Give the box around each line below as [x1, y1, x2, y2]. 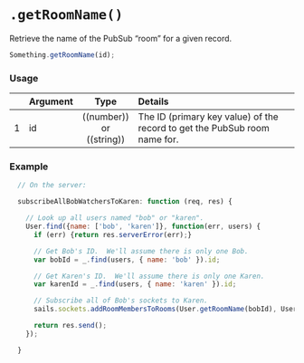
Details [138, 95, 169, 108]
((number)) [81, 110, 129, 123]
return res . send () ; [33, 321, 107, 330]
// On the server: [17, 181, 88, 190]
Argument [28, 95, 74, 108]
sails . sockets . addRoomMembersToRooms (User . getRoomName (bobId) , [33, 305, 278, 314]
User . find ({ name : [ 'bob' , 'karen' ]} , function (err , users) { [25, 222, 261, 232]
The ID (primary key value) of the [138, 110, 279, 123]
